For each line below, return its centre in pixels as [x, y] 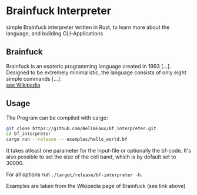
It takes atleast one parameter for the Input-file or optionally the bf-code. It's [99, 151]
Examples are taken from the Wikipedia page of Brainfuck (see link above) [96, 186]
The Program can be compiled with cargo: [57, 118]
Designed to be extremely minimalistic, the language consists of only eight [96, 72]
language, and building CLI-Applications [55, 33]
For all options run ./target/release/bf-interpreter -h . [74, 174]
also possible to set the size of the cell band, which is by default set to [91, 157]
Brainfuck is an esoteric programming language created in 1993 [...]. [89, 66]
